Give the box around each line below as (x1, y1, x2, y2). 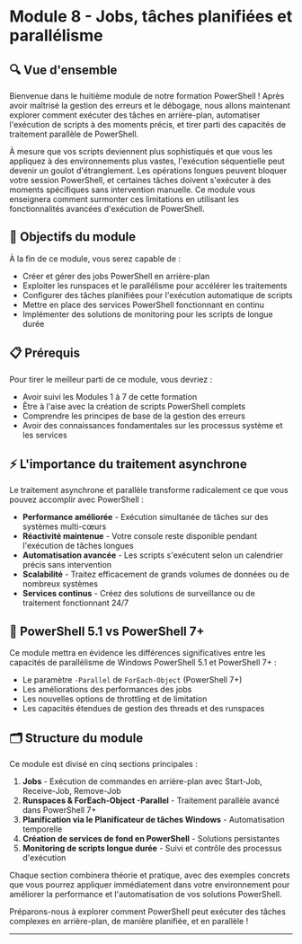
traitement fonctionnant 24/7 (22, 597, 129, 608)
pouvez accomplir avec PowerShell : (9, 494, 144, 505)
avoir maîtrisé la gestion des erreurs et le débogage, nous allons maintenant (9, 101, 290, 110)
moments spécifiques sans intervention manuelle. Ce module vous (9, 184, 256, 195)
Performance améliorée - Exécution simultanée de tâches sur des (22, 512, 269, 523)
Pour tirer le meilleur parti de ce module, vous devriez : (9, 374, 213, 384)
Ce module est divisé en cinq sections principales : (9, 759, 198, 770)
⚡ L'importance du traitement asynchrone (9, 456, 247, 472)
